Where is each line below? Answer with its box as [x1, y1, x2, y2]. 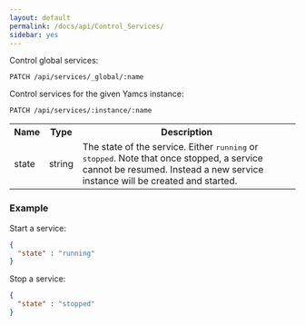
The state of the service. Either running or [82, 141, 259, 153]
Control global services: [9, 55, 99, 66]
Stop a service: [9, 273, 66, 284]
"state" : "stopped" [17, 300, 95, 309]
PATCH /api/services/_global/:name [9, 73, 144, 82]
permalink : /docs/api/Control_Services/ [9, 22, 165, 31]
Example [9, 202, 49, 214]
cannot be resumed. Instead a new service [82, 163, 264, 176]
